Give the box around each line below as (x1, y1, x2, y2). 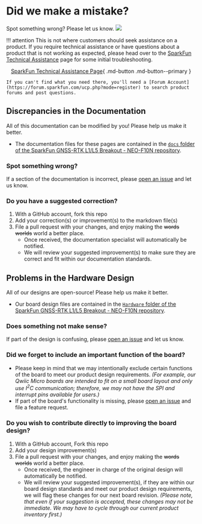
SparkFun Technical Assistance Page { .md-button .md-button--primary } (11, 68, 191, 75)
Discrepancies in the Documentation (6, 106, 146, 116)
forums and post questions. (6, 89, 77, 96)
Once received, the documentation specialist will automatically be (23, 236, 187, 244)
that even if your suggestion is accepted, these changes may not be (23, 497, 194, 505)
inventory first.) (23, 511, 63, 518)
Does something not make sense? (6, 322, 107, 330)
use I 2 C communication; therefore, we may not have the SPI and (14, 384, 176, 392)
